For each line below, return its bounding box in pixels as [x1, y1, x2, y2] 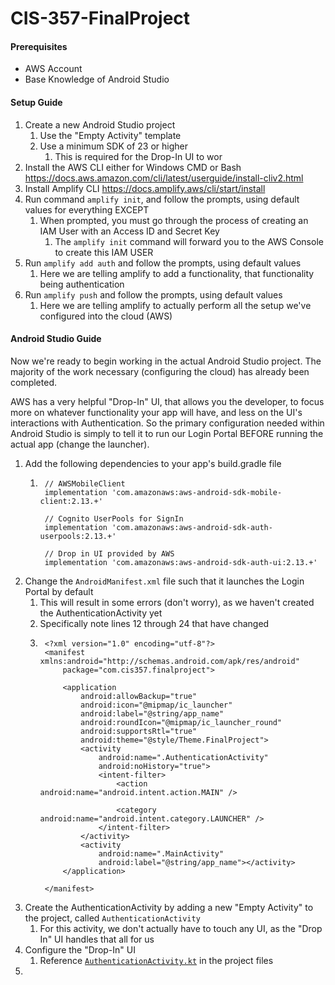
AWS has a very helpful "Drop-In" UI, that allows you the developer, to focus [10, 395, 325, 407]
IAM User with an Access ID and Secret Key [39, 225, 220, 237]
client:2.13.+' [39, 496, 103, 506]
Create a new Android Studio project [24, 118, 176, 131]
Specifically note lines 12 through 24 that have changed [39, 617, 270, 629]
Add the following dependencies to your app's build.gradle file [24, 457, 282, 469]
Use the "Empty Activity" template [39, 129, 182, 141]
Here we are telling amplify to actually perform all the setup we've [39, 299, 312, 311]
